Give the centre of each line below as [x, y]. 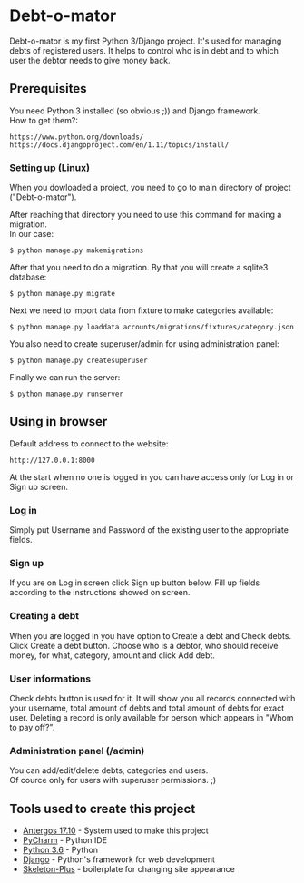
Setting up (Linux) [50, 167]
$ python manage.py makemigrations [77, 250]
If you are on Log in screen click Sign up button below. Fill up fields [135, 583]
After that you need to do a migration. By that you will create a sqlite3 [139, 268]
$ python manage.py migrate [63, 294]
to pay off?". [32, 728]
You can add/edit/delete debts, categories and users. [109, 770]
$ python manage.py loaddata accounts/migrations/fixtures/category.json [152, 328]
